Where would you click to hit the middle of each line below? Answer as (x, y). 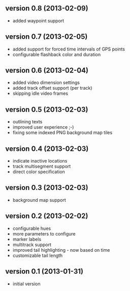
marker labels (27, 239)
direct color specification (39, 172)
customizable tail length (38, 255)
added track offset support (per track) (52, 88)
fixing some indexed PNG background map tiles (62, 133)
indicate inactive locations (40, 161)
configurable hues (32, 228)
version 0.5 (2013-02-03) (47, 109)
